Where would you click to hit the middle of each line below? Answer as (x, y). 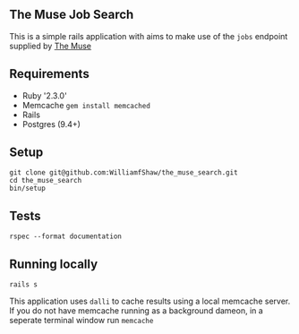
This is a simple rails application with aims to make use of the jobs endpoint (149, 36)
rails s (24, 285)
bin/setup (28, 188)
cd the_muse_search (46, 181)
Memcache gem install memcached (86, 105)
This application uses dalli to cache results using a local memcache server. (150, 301)
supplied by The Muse (51, 46)
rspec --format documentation (66, 236)
